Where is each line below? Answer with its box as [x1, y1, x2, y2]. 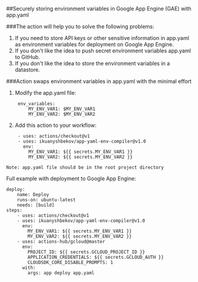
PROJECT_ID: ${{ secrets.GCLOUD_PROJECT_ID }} [27, 249, 146, 255]
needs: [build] [17, 202, 55, 208]
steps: [6, 207, 23, 213]
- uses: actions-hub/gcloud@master [17, 238, 106, 244]
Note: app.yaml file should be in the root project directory [6, 165, 164, 171]
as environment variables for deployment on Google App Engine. [14, 41, 174, 48]
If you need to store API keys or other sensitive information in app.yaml [14, 35, 190, 41]
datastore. [14, 66, 41, 73]
